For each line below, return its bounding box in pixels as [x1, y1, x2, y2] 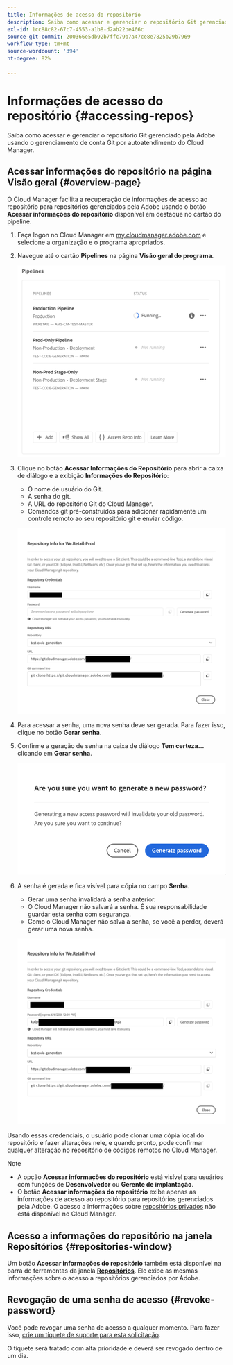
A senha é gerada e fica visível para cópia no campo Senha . [17, 881, 190, 890]
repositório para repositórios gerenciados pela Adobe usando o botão [7, 202, 207, 211]
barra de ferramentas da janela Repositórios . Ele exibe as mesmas [7, 1266, 198, 1275]
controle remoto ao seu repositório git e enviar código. [27, 514, 184, 523]
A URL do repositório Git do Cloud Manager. [27, 500, 154, 508]
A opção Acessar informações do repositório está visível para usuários [17, 1173, 223, 1181]
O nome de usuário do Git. [27, 484, 103, 493]
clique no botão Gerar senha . [17, 728, 102, 736]
